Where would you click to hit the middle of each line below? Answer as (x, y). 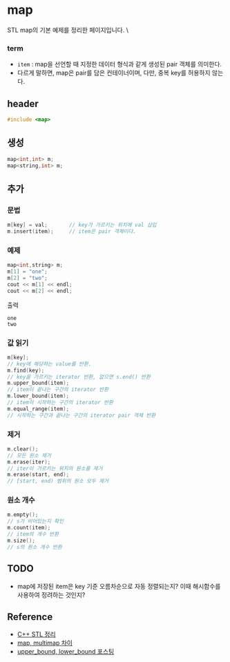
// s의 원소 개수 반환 (35, 547)
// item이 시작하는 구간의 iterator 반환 (60, 403)
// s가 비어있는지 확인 (36, 521)
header (23, 103)
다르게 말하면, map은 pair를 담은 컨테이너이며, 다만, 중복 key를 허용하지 (114, 73)
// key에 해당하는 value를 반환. (49, 364)
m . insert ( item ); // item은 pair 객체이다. (72, 231)
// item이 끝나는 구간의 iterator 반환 (58, 390)
